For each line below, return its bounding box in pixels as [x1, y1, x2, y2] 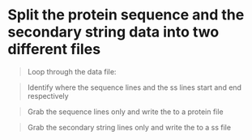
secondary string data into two [7, 23, 220, 41]
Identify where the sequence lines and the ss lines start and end [27, 83, 242, 92]
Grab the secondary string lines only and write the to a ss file [27, 122, 232, 132]
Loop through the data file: [27, 66, 117, 76]
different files [7, 40, 101, 58]
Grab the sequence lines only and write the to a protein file [27, 107, 224, 117]
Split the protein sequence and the [7, 6, 245, 24]
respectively [27, 91, 70, 100]
